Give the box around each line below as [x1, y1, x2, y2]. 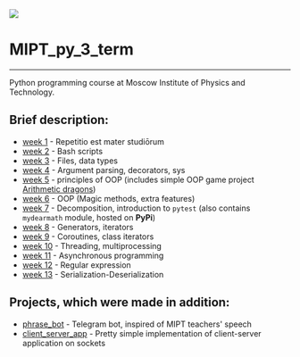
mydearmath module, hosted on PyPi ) [21, 212, 156, 222]
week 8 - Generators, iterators [21, 221, 134, 232]
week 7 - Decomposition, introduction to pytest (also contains [21, 203, 251, 213]
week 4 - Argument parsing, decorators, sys [21, 164, 186, 175]
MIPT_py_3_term [9, 39, 134, 60]
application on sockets [21, 337, 105, 348]
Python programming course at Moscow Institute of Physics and [9, 77, 246, 87]
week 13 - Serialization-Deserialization [21, 269, 164, 279]
